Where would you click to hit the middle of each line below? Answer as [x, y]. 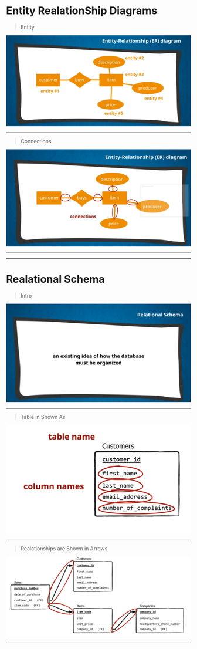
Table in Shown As [43, 417]
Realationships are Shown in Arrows [64, 549]
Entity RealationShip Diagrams [82, 11]
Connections [36, 141]
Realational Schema [55, 279]
